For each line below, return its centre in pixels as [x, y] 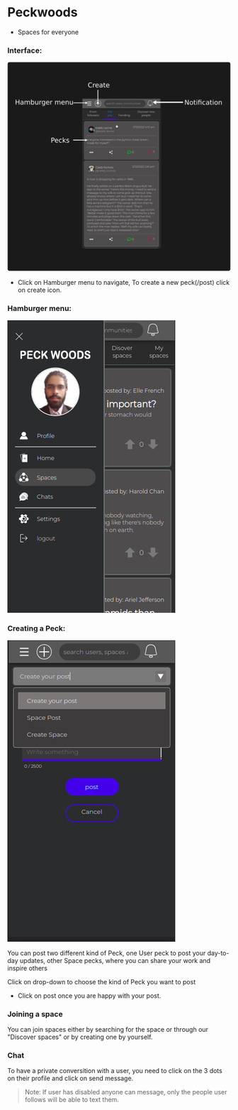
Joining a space [35, 1014]
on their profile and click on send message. [70, 1078]
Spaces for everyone [48, 32]
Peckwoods [42, 12]
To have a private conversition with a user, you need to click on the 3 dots [115, 1071]
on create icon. [40, 290]
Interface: [25, 50]
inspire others [28, 968]
